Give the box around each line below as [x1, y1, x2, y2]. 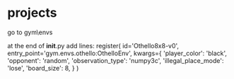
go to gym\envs [7, 28, 53, 36]
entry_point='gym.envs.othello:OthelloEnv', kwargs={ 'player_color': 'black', [7, 49, 228, 57]
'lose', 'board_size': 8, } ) [7, 64, 79, 72]
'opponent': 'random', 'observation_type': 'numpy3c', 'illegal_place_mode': [7, 56, 224, 64]
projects [7, 5, 58, 21]
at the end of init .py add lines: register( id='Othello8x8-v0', [7, 41, 179, 50]
